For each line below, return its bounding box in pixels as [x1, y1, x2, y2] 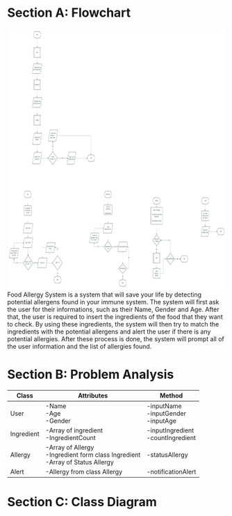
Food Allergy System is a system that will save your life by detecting [7, 290, 202, 299]
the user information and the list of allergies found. [7, 342, 152, 350]
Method [159, 391, 183, 400]
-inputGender [146, 409, 186, 417]
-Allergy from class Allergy [44, 468, 123, 476]
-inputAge [146, 416, 177, 425]
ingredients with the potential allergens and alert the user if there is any [7, 327, 211, 336]
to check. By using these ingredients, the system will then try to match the [7, 320, 219, 328]
